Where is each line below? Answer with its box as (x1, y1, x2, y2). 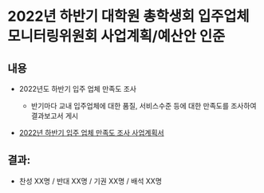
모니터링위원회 (7, 27, 98, 45)
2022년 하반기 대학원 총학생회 (7, 7, 195, 26)
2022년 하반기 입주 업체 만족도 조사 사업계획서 (18, 128, 164, 137)
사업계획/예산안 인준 (100, 27, 226, 45)
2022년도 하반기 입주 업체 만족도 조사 (18, 85, 137, 93)
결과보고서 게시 (30, 111, 79, 120)
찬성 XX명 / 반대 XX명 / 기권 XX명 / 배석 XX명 (18, 176, 163, 186)
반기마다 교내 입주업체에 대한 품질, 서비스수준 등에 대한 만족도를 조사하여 (30, 101, 257, 110)
